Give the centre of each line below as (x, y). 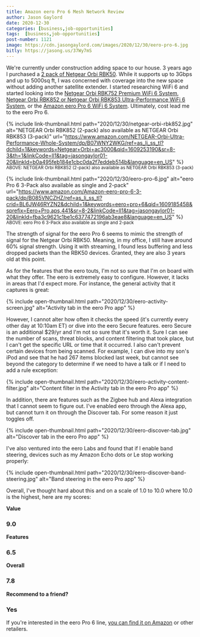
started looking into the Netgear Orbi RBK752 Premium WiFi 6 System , (93, 93)
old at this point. (26, 259)
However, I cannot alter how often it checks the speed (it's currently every (97, 319)
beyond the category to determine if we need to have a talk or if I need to (96, 364)
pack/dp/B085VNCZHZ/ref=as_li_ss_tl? (54, 197)
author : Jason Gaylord (34, 17)
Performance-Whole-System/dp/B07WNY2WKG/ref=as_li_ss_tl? (85, 143)
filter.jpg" (18, 388)
